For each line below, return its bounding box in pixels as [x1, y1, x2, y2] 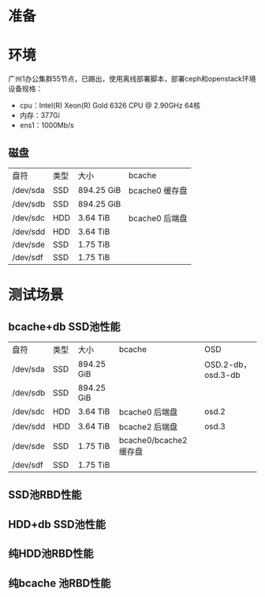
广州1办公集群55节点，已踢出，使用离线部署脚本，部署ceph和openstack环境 [8, 74, 256, 84]
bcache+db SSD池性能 [8, 319, 121, 333]
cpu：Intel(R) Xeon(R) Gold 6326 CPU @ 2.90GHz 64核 [19, 100, 201, 111]
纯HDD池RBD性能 [8, 547, 94, 561]
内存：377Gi [19, 111, 61, 120]
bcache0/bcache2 [118, 434, 188, 445]
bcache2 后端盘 [118, 421, 178, 432]
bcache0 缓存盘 [129, 185, 188, 196]
